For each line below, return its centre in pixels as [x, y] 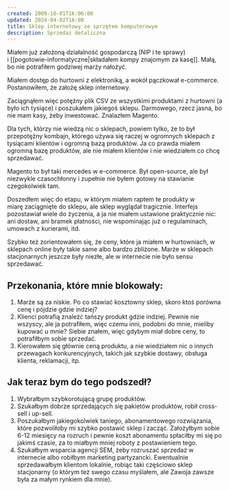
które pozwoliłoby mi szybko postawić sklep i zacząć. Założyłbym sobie [118, 428]
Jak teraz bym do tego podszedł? [80, 382]
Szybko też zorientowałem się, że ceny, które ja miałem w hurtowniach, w [111, 242]
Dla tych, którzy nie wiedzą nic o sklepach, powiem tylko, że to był [101, 129]
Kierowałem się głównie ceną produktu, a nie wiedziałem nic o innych [115, 346]
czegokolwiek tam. [34, 186]
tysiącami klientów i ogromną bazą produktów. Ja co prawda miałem [104, 143]
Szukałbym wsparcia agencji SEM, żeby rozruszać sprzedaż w [105, 450]
